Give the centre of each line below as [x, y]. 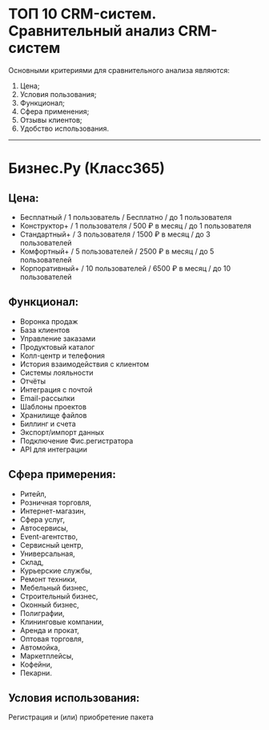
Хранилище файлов [53, 415]
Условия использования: [74, 698]
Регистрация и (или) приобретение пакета [81, 717]
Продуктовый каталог [57, 347]
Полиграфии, [42, 613]
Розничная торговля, [56, 502]
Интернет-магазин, [53, 511]
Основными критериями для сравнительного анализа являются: [119, 70]
